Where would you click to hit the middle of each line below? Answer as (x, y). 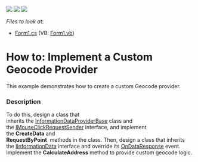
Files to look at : (25, 21)
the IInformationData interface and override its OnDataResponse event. (93, 147)
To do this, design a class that (43, 115)
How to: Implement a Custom (80, 57)
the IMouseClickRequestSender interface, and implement (77, 127)
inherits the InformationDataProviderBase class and (69, 121)
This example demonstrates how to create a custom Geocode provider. (93, 86)
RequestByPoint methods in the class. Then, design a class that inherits (95, 140)
